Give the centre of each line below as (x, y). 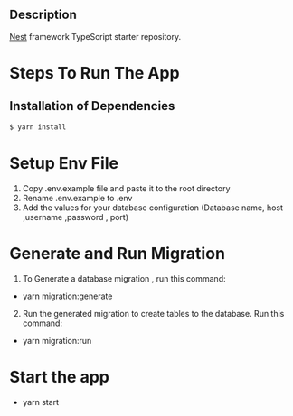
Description (43, 15)
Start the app (60, 377)
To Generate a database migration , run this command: (124, 278)
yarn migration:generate (67, 296)
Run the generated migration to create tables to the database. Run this (153, 313)
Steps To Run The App (95, 73)
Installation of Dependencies (92, 106)
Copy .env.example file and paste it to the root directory (126, 188)
